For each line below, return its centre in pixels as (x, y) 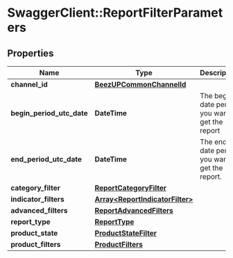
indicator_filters (37, 199)
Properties (31, 53)
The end (214, 142)
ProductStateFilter (126, 233)
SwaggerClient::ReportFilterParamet (115, 13)
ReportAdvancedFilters (134, 210)
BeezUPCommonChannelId (140, 84)
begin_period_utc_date (49, 113)
